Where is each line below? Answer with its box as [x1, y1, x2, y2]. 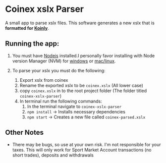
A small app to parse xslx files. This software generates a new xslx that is [5, 20, 155, 26]
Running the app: [5, 40, 59, 48]
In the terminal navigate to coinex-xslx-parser [27, 103, 122, 109]
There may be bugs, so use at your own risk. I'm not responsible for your [12, 141, 161, 147]
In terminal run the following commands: [19, 98, 103, 104]
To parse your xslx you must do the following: [12, 67, 106, 73]
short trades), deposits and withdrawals [12, 152, 94, 158]
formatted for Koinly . [5, 25, 49, 31]
